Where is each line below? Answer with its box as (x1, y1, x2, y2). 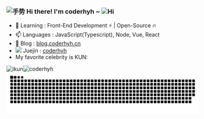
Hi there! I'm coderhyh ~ (26, 7, 101, 15)
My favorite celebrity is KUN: (15, 54, 89, 61)
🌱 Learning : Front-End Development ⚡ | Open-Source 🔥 (15, 22, 157, 29)
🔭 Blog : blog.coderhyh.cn (15, 40, 81, 47)
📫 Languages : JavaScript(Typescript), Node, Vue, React (15, 31, 160, 38)
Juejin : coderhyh (23, 47, 67, 54)
